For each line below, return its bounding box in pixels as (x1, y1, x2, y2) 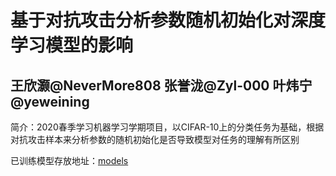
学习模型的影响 (10, 34, 134, 57)
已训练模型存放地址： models (10, 155, 129, 166)
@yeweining (10, 93, 90, 110)
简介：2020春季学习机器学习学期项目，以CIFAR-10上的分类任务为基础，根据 (10, 121, 325, 133)
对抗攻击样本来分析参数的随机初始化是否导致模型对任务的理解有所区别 (10, 134, 300, 145)
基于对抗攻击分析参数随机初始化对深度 (10, 9, 327, 32)
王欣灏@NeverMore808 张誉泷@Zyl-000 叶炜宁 (10, 77, 313, 94)
